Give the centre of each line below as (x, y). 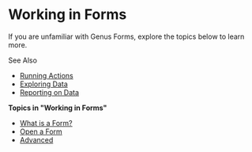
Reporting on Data (49, 92)
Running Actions (46, 75)
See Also (23, 60)
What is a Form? (46, 123)
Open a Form (41, 131)
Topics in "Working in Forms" (58, 108)
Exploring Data (44, 84)
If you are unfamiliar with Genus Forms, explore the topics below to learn (126, 36)
